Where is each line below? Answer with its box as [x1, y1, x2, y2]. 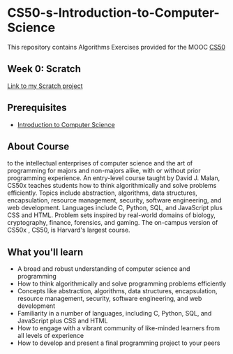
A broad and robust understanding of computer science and [17, 265, 190, 273]
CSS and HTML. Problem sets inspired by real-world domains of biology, [7, 211, 216, 219]
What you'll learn [7, 246, 84, 258]
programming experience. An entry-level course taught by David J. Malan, [7, 174, 220, 182]
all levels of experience [17, 332, 84, 340]
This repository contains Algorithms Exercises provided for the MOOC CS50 [7, 43, 225, 51]
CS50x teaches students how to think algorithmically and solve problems [7, 182, 217, 190]
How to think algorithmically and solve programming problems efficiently [17, 279, 227, 288]
